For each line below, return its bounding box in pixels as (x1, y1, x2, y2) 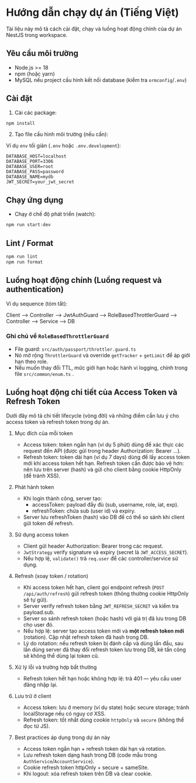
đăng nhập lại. (23, 681, 58, 688)
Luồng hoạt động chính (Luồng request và (6, 275, 162, 285)
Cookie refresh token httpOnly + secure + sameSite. (23, 764, 149, 771)
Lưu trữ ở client (14, 692, 51, 699)
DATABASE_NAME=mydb (6, 174, 54, 180)
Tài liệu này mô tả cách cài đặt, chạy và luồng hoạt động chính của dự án (6, 25, 183, 32)
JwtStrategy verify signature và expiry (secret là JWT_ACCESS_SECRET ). (23, 548, 189, 556)
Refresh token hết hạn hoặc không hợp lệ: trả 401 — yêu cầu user (23, 675, 182, 682)
